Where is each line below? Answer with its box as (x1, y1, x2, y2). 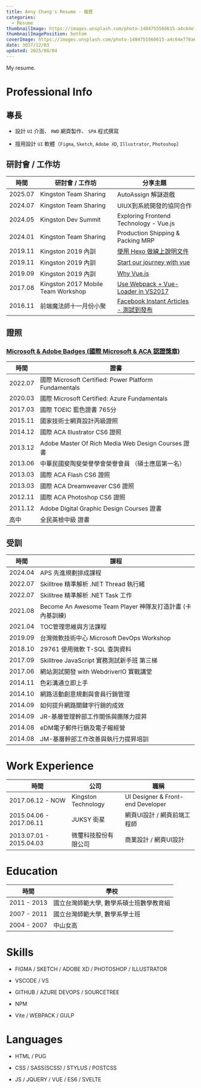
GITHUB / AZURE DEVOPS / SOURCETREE (14, 989, 120, 996)
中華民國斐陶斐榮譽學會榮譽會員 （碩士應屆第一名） (39, 459, 185, 468)
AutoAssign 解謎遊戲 (117, 190, 175, 198)
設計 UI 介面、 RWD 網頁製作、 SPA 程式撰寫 (14, 127, 119, 135)
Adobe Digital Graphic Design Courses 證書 (39, 504, 162, 513)
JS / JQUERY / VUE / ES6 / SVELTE (14, 1075, 102, 1083)
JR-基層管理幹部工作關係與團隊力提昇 (39, 713, 148, 721)
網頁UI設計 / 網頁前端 (124, 811, 184, 819)
